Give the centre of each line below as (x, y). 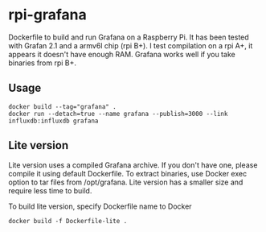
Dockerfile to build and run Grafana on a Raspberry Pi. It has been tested (129, 37)
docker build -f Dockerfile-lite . (68, 221)
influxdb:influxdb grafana (53, 121)
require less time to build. (50, 190)
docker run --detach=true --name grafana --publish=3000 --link (118, 114)
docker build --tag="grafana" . (62, 106)
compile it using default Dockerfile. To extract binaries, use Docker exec (128, 173)
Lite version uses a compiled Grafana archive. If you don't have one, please (133, 165)
